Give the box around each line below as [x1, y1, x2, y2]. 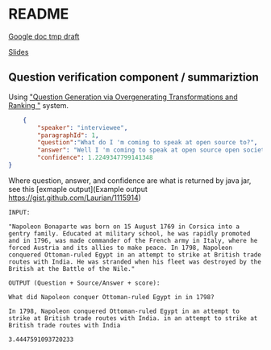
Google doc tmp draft [8, 31, 80, 41]
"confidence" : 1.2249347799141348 [37, 154, 153, 162]
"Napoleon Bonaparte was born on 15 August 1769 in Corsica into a [8, 223, 240, 231]
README [8, 5, 69, 23]
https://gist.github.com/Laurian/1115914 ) [8, 193, 141, 202]
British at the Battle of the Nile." [8, 265, 135, 273]
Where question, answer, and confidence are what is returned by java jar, [8, 175, 252, 185]
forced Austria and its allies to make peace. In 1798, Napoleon [8, 244, 232, 252]
